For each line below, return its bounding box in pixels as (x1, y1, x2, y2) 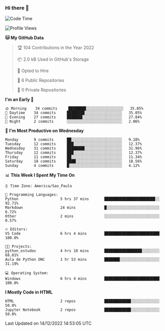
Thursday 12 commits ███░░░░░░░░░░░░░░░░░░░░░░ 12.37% (5, 150, 142, 155)
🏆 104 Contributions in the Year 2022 (17, 44, 95, 51)
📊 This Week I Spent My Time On (5, 172, 75, 178)
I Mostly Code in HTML (5, 289, 53, 295)
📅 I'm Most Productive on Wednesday (5, 128, 84, 134)
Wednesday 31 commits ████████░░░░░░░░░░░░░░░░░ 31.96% (5, 146, 142, 151)
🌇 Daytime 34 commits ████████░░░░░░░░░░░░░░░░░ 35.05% (5, 111, 142, 116)
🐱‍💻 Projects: (5, 244, 32, 249)
